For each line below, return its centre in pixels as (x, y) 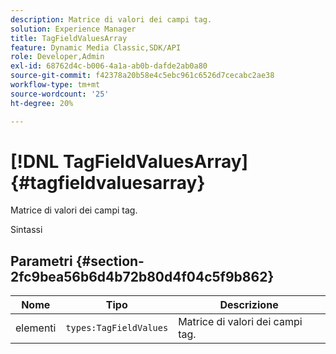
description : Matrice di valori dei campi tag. (111, 19)
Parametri (41, 261)
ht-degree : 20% (42, 103)
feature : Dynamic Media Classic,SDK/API (96, 47)
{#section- (110, 261)
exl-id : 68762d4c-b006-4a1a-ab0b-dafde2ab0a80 (109, 66)
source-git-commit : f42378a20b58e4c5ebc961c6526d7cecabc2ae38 (142, 76)
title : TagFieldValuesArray (69, 38)
